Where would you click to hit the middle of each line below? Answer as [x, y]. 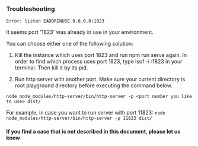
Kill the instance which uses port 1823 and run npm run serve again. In [101, 55]
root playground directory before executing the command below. [94, 85]
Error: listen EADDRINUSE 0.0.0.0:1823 [55, 21]
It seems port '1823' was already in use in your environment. [80, 32]
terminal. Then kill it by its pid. [51, 68]
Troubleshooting [31, 9]
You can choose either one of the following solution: [70, 44]
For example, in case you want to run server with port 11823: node [86, 113]
